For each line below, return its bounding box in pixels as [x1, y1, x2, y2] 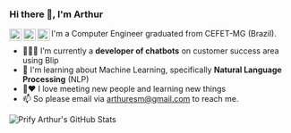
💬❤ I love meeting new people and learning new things [21, 84, 227, 95]
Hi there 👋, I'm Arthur [9, 8, 104, 21]
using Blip [21, 55, 60, 66]
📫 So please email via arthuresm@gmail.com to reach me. [21, 94, 239, 104]
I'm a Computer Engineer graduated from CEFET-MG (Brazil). [51, 29, 278, 39]
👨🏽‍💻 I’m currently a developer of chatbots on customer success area [21, 46, 279, 56]
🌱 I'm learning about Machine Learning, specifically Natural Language [21, 64, 282, 75]
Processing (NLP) [21, 74, 90, 85]
